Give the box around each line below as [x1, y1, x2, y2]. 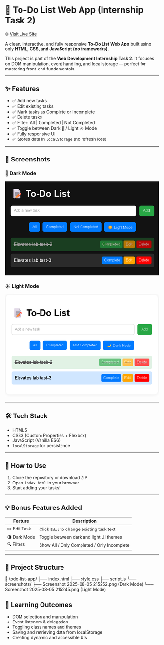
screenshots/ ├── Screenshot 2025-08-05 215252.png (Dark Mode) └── [5, 581, 154, 587]
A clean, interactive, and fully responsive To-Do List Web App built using [5, 41, 152, 46]
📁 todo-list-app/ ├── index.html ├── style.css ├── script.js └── [5, 576, 137, 582]
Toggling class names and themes [12, 624, 82, 630]
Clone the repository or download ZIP [12, 474, 88, 480]
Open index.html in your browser [12, 480, 80, 485]
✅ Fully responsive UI [12, 131, 56, 137]
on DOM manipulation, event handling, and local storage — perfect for [5, 61, 146, 67]
